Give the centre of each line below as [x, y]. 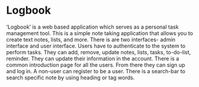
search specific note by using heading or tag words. [70, 77]
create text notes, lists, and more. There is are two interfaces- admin [91, 39]
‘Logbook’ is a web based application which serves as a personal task [92, 27]
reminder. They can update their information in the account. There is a [93, 58]
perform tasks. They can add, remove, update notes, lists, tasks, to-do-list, [99, 52]
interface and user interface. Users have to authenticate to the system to [96, 46]
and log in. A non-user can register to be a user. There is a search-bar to [96, 71]
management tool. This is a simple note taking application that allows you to [100, 33]
